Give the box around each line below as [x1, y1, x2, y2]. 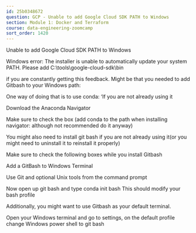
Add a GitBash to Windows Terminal [6, 163, 93, 170]
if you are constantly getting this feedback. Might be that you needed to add [6, 76, 191, 83]
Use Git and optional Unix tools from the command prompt [6, 174, 148, 181]
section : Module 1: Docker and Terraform [6, 19, 109, 25]
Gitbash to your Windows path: [6, 82, 81, 89]
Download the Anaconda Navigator [6, 104, 91, 112]
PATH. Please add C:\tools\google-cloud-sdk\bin [6, 64, 124, 71]
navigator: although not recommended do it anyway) [6, 122, 133, 129]
